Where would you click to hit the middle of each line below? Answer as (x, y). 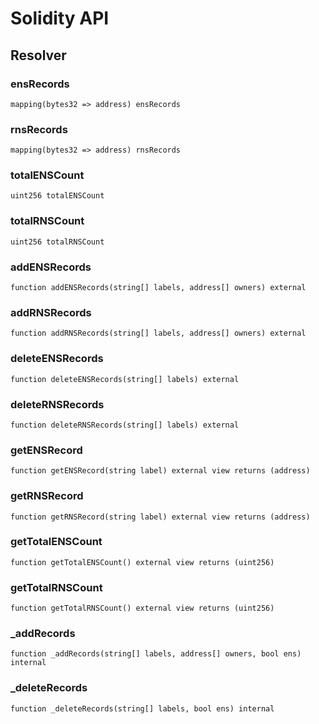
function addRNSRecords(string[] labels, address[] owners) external (158, 333)
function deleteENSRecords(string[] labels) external (125, 379)
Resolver (38, 55)
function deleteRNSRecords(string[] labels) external (125, 425)
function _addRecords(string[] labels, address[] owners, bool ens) (156, 654)
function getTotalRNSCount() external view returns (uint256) (142, 608)
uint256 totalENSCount (57, 196)
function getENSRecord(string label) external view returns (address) (160, 471)
